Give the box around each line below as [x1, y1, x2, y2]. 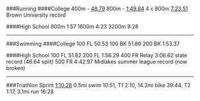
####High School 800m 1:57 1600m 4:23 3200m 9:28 [6, 23, 139, 30]
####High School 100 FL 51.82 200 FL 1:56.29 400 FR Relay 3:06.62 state [6, 52, 187, 59]
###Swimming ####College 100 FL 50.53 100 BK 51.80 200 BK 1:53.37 [6, 40, 180, 47]
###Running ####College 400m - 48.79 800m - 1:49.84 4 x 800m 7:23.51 [6, 5, 188, 12]
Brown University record [6, 11, 66, 19]
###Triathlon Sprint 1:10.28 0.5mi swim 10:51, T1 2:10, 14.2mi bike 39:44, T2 [6, 82, 191, 88]
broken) [6, 65, 26, 71]
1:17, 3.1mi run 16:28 [6, 88, 54, 95]
